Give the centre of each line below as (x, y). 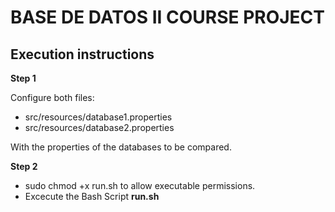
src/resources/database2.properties (99, 127)
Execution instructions (82, 54)
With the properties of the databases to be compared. (121, 147)
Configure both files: (52, 97)
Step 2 (24, 166)
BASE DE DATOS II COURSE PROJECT (168, 17)
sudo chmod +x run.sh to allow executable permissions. (140, 185)
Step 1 (23, 78)
